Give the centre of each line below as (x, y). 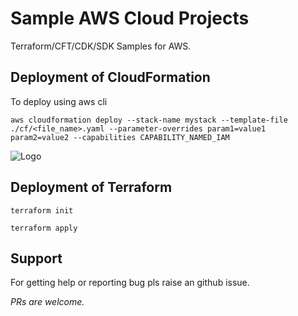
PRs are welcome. (47, 302)
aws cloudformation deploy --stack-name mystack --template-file (149, 120)
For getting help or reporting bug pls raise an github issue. (130, 283)
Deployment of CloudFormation (110, 77)
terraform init (42, 210)
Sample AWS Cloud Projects (130, 18)
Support (36, 258)
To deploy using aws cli (59, 101)
